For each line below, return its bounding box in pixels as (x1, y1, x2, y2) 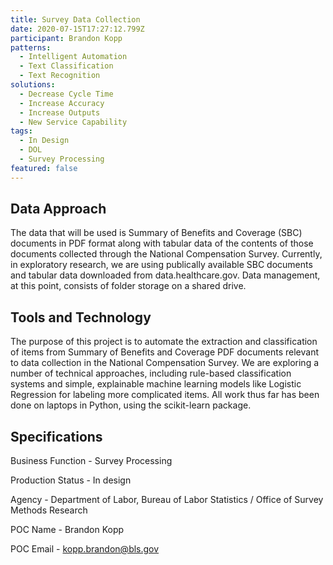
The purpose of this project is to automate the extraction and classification (10, 336, 318, 348)
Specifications (10, 428, 103, 445)
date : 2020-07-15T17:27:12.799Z (10, 24, 145, 34)
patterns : (10, 42, 52, 53)
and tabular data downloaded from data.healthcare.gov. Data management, (10, 269, 321, 281)
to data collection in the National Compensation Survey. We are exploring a (10, 357, 320, 369)
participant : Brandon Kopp (10, 33, 123, 43)
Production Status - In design (10, 474, 132, 486)
